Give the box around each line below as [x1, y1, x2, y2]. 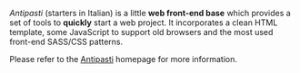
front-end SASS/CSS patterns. [9, 36, 124, 47]
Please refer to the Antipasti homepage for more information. [9, 54, 238, 64]
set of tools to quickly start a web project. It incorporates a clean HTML [9, 17, 278, 28]
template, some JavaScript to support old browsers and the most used [9, 27, 274, 37]
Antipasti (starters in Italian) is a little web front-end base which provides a [9, 8, 291, 18]
